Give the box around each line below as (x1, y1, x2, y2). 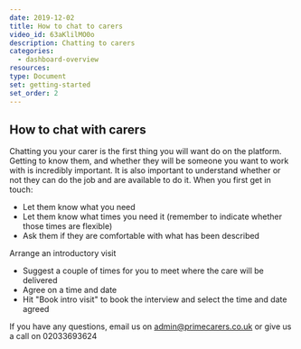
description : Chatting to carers (9, 38, 136, 48)
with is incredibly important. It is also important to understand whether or (9, 165, 281, 176)
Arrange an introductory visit (9, 248, 117, 259)
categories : (9, 47, 54, 56)
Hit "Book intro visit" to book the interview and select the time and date (22, 294, 287, 305)
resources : (9, 64, 51, 73)
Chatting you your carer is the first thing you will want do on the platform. (9, 146, 282, 157)
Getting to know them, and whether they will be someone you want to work (9, 155, 289, 167)
